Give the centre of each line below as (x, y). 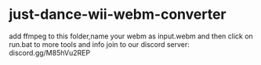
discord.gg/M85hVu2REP (50, 52)
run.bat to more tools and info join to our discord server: (100, 44)
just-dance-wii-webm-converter (118, 14)
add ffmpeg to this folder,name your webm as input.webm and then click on (131, 36)
